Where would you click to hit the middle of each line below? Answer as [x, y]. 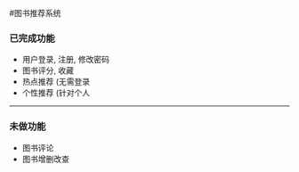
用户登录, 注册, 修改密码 [65, 60]
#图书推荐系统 [35, 13]
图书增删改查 [45, 159]
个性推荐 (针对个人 [56, 93]
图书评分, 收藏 [48, 70]
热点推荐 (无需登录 [56, 82]
